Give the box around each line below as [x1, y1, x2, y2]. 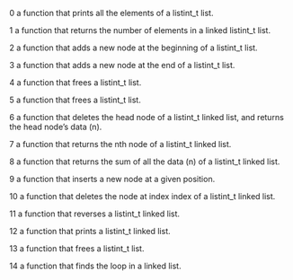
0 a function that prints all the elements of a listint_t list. [9, 8, 214, 18]
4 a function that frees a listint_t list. [9, 77, 142, 88]
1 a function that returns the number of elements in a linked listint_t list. [9, 25, 271, 35]
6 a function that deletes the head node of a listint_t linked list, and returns [9, 112, 285, 122]
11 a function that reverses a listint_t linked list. [9, 208, 181, 219]
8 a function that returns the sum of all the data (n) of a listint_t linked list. [9, 156, 280, 167]
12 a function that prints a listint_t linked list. [9, 226, 171, 236]
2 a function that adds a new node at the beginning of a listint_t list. [9, 42, 258, 53]
